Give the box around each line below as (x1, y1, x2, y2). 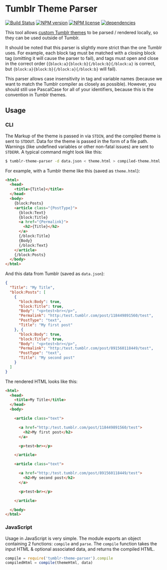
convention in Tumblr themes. (5, 92, 67, 98)
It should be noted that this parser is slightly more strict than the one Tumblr (5, 44, 162, 50)
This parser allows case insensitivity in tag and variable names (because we (5, 75, 162, 82)
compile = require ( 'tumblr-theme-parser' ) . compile (5, 555, 113, 561)
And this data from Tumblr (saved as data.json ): (5, 271, 105, 277)
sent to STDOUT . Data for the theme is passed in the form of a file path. (5, 138, 149, 144)
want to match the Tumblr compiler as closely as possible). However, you (5, 81, 156, 87)
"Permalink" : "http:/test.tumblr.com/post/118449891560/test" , (18, 313, 154, 318)
